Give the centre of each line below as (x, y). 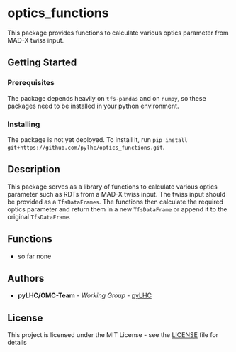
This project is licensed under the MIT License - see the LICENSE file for (113, 335)
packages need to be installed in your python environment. (93, 106)
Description (34, 169)
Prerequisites (31, 83)
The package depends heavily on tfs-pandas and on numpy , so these (107, 98)
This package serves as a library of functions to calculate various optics (112, 187)
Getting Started (42, 63)
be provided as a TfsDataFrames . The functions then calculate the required (115, 202)
